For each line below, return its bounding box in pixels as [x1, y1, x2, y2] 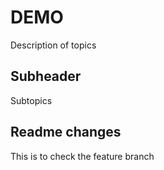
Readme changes [10, 124, 122, 141]
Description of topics [10, 39, 97, 51]
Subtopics [10, 94, 53, 106]
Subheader [10, 68, 82, 85]
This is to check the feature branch [10, 150, 155, 162]
